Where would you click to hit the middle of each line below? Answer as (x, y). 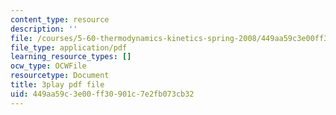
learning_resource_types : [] (71, 57)
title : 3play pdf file (57, 85)
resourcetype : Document (60, 76)
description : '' (44, 29)
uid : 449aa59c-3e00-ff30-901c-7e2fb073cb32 (102, 94)
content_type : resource (60, 19)
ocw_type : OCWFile (48, 66)
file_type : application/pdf (69, 47)
